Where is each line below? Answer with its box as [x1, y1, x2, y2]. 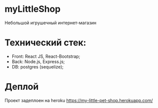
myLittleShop [4, 3, 61, 15]
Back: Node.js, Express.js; [11, 58, 65, 65]
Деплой [4, 81, 39, 92]
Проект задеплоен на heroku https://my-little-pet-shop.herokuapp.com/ [4, 97, 153, 103]
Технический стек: [4, 37, 86, 48]
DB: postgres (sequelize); [11, 64, 64, 70]
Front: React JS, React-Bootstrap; [11, 53, 80, 59]
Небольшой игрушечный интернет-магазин [4, 20, 97, 26]
